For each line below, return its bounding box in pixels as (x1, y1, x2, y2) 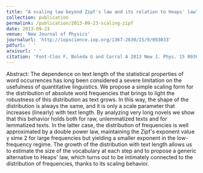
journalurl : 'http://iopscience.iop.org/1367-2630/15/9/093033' (6, 37, 172, 43)
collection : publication (6, 14, 69, 20)
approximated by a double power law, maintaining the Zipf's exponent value (6, 128, 195, 135)
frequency (6, 140, 32, 148)
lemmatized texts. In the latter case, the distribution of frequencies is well (6, 121, 189, 128)
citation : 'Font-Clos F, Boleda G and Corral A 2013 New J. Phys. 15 (6, 54, 185, 60)
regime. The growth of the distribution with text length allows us (33, 140, 192, 148)
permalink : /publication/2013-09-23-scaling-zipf (6, 20, 134, 26)
